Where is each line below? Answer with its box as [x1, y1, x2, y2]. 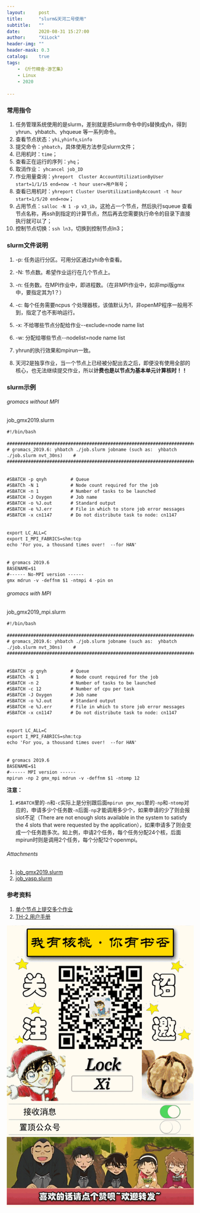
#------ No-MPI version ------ [7, 571, 84, 577]
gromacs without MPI [7, 398, 59, 406]
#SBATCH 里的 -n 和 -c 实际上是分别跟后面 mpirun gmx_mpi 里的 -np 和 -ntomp [15, 799, 185, 806]
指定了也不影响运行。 [26, 309, 78, 316]
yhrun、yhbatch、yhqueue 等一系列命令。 [15, 128, 119, 136]
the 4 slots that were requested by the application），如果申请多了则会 [15, 821, 186, 829]
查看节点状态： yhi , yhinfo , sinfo [15, 136, 93, 143]
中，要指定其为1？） [15, 288, 65, 296]
